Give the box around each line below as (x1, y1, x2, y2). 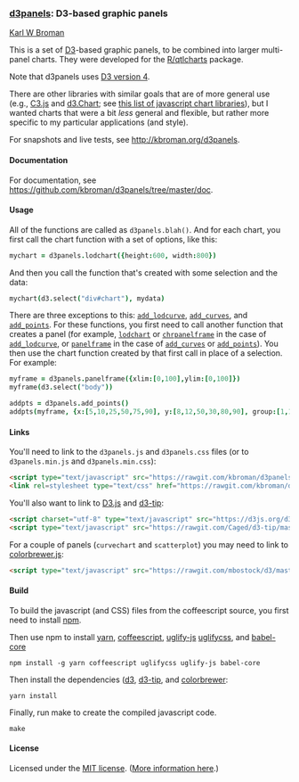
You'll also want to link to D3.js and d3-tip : (9, 498, 165, 508)
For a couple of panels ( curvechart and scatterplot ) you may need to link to (9, 539, 289, 550)
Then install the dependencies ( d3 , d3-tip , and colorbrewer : (9, 674, 229, 685)
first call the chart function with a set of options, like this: (9, 234, 218, 244)
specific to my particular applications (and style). (9, 117, 189, 128)
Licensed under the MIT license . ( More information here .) (9, 762, 220, 773)
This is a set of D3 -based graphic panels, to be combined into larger (9, 45, 260, 55)
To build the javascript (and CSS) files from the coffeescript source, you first (9, 605, 289, 615)
